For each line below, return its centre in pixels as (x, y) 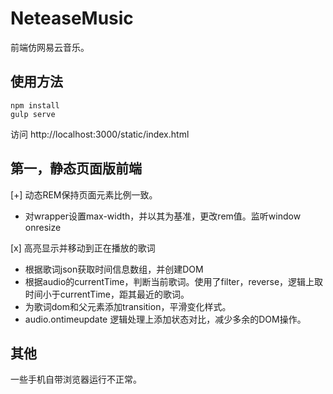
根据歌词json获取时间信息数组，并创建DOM (114, 269)
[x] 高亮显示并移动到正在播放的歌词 (83, 248)
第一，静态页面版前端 (76, 168)
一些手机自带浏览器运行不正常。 (76, 379)
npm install (35, 105)
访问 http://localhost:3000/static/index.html (100, 134)
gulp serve (33, 114)
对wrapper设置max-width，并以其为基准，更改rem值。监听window (163, 216)
